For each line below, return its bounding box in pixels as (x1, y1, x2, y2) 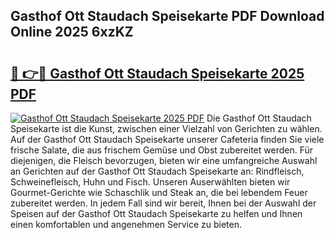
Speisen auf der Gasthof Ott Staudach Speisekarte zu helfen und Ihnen (10, 208, 303, 219)
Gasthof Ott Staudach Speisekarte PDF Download (10, 8, 325, 25)
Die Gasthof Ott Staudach (206, 112, 312, 124)
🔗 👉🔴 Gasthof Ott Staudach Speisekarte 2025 (10, 65, 305, 82)
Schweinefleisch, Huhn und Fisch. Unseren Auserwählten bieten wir (10, 176, 291, 188)
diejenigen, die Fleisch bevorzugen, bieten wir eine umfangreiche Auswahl (10, 155, 318, 166)
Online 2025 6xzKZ (10, 24, 134, 41)
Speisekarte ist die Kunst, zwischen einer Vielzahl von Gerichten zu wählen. (10, 123, 323, 134)
